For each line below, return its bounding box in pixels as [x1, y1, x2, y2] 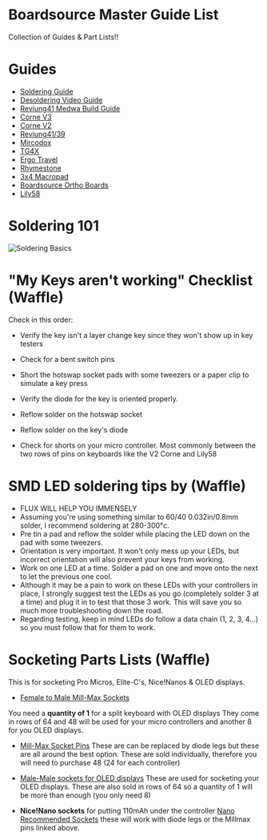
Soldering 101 [8, 217, 100, 235]
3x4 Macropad [19, 171, 70, 181]
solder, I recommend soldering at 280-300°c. [19, 520, 169, 530]
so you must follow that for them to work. [19, 622, 156, 632]
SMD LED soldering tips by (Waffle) [8, 476, 246, 495]
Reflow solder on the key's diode [19, 424, 129, 434]
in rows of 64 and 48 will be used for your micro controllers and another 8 [8, 717, 252, 726]
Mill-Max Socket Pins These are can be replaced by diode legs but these [19, 741, 260, 750]
